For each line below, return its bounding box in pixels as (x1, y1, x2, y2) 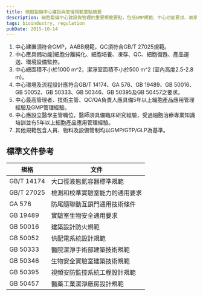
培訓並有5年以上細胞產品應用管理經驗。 (14, 119, 114, 126)
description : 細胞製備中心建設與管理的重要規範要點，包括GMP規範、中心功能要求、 (6, 15, 189, 21)
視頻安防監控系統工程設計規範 (51, 268, 136, 277)
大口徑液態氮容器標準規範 (51, 177, 124, 186)
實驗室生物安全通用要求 (51, 212, 118, 220)
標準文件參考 (6, 146, 54, 156)
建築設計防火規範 (51, 223, 100, 231)
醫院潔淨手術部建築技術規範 (51, 246, 130, 254)
